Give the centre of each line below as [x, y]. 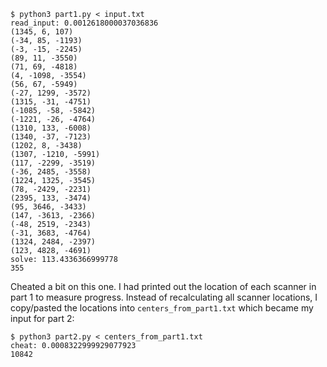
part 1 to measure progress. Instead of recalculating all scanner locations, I [164, 297]
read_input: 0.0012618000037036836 [84, 23]
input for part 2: [42, 318]
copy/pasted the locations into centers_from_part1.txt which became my [162, 308]
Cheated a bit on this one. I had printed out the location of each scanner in [163, 286]
